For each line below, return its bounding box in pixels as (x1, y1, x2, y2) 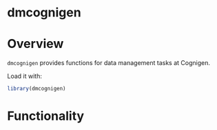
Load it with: (7, 72, 43, 80)
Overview (7, 36, 64, 52)
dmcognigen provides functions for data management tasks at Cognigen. (7, 59, 210, 67)
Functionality (7, 108, 85, 124)
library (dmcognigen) (7, 86, 67, 92)
